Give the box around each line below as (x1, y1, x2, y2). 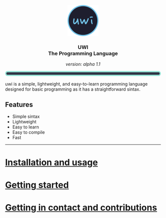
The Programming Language (48, 50, 118, 56)
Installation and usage (5, 157, 98, 168)
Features (5, 100, 33, 109)
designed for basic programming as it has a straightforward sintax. (5, 86, 141, 92)
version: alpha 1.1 (66, 61, 100, 67)
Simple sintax (12, 113, 40, 119)
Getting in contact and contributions (5, 202, 157, 213)
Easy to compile (12, 129, 45, 135)
